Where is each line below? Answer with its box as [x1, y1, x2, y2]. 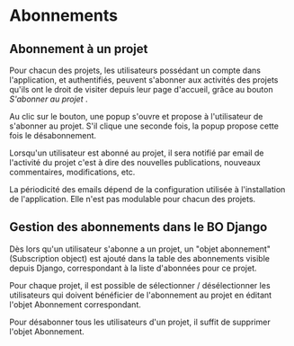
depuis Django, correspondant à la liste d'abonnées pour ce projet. [9, 262, 258, 273]
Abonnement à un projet [9, 41, 148, 57]
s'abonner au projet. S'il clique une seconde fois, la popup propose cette [9, 120, 279, 131]
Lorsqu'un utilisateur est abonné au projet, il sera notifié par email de [9, 147, 264, 158]
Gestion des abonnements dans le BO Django [9, 219, 268, 235]
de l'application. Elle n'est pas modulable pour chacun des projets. [9, 194, 256, 204]
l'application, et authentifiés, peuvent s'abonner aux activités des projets [9, 75, 279, 85]
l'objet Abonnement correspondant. [9, 298, 141, 310]
